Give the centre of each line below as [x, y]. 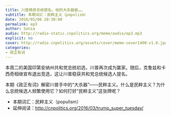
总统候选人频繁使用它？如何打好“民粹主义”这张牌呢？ [65, 91]
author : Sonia [20, 29]
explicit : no [19, 38]
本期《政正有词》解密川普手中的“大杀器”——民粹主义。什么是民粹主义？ [81, 85]
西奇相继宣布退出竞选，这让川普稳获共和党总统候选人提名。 [68, 73]
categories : [18, 48]
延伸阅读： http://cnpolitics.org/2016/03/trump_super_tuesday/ [78, 108]
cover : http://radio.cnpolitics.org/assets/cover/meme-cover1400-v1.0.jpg [86, 43]
